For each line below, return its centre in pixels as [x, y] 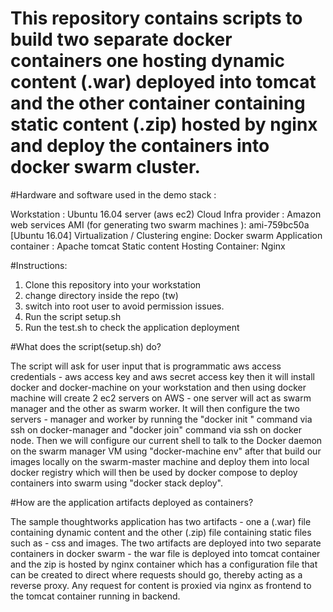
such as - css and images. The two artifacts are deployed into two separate [166, 543]
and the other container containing [158, 103]
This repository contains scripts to [156, 18]
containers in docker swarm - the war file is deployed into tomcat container [165, 553]
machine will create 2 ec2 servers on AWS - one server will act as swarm [161, 398]
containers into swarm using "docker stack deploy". [116, 483]
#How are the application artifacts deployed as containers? [132, 502]
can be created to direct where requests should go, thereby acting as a [156, 574]
